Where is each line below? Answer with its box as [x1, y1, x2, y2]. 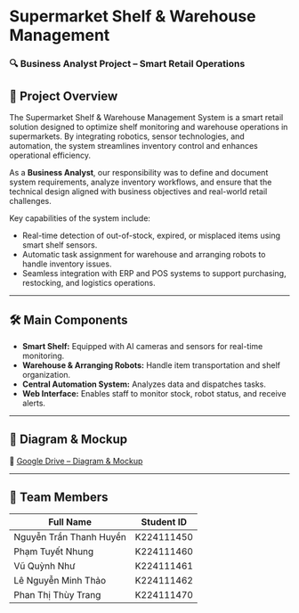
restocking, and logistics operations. [21, 277, 156, 288]
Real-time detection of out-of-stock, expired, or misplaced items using [21, 230, 281, 241]
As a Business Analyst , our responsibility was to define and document [9, 167, 269, 177]
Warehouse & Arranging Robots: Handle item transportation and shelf [21, 359, 280, 371]
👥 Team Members [9, 489, 109, 504]
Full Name [48, 516, 92, 528]
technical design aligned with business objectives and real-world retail [9, 185, 268, 197]
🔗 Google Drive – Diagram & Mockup [9, 455, 143, 466]
